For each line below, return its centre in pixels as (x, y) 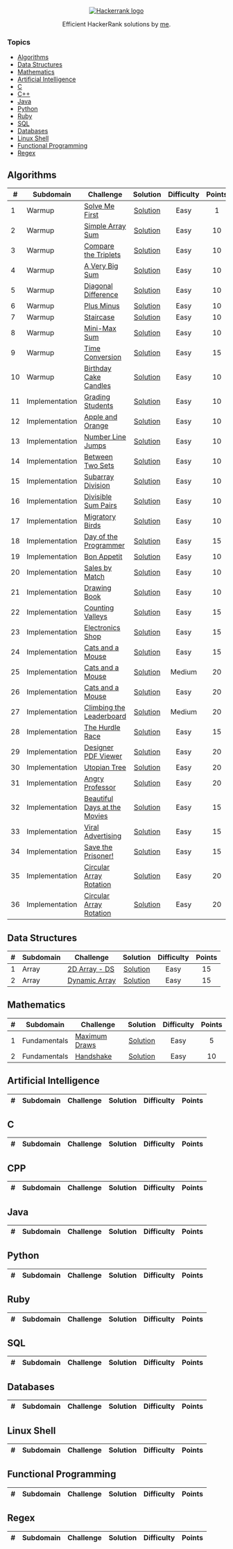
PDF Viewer (103, 756)
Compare (99, 246)
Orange (96, 425)
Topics (19, 42)
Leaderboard (105, 716)
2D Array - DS (91, 969)
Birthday (98, 369)
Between (98, 457)
